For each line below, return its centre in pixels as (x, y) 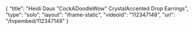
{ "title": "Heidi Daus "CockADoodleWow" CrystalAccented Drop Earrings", (97, 9)
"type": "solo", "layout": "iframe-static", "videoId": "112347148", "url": (90, 15)
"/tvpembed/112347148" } (37, 21)
